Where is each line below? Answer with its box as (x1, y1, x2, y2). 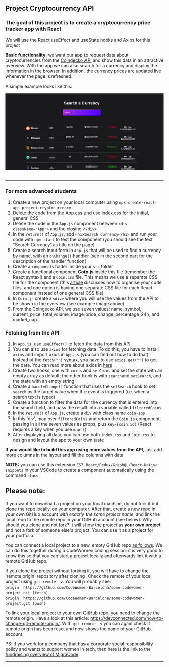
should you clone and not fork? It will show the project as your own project (5, 522, 161, 528)
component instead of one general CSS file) (12, 290, 104, 296)
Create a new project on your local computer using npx (12, 199, 126, 205)
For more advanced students (5, 188, 77, 195)
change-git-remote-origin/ (5, 620, 60, 626)
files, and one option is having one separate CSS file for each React (12, 284, 152, 291)
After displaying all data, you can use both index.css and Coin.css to (12, 431, 155, 437)
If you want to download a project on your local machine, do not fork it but (5, 500, 159, 506)
